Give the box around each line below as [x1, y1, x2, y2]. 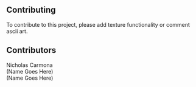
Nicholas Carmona [6, 61, 53, 69]
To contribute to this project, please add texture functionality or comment [6, 21, 191, 28]
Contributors [6, 45, 57, 55]
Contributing [6, 5, 56, 15]
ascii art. [6, 27, 28, 35]
